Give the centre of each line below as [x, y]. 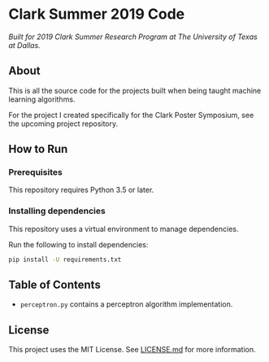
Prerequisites [35, 172]
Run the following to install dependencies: [78, 244]
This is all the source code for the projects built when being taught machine [135, 90]
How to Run [38, 149]
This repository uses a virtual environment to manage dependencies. [124, 229]
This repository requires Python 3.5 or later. [81, 190]
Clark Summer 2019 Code [97, 14]
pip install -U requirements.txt [65, 260]
